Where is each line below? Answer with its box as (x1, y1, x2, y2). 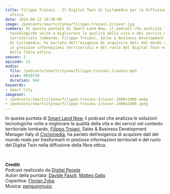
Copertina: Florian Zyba (5, 178, 55, 184)
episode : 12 (5, 59, 30, 64)
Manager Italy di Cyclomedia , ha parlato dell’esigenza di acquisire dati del (5, 131, 159, 137)
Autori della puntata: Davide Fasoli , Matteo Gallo (5, 172, 106, 178)
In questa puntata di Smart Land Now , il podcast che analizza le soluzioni (5, 115, 158, 121)
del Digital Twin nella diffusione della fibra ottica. (5, 142, 107, 148)
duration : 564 (10, 78, 39, 83)
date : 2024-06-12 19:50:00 (5, 17, 62, 22)
